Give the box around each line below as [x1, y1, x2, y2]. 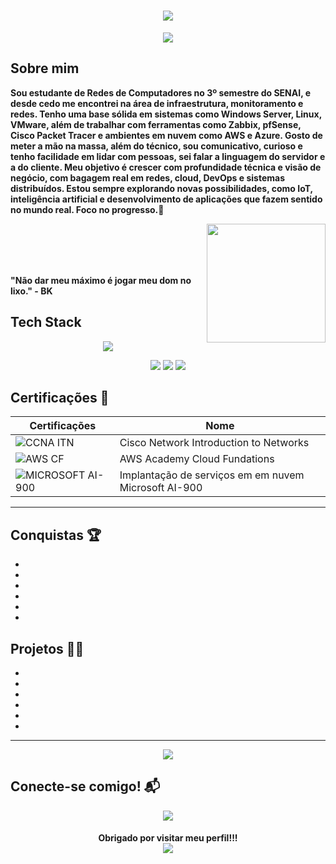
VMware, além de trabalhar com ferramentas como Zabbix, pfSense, [10, 118, 302, 130]
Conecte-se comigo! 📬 [10, 778, 161, 795]
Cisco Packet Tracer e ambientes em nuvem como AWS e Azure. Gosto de [10, 129, 323, 141]
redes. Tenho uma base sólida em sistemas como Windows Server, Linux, [10, 108, 322, 120]
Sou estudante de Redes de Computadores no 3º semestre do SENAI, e [10, 86, 312, 99]
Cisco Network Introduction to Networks [119, 436, 310, 450]
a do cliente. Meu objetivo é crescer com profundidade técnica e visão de [10, 161, 322, 173]
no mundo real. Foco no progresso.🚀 [10, 203, 165, 215]
